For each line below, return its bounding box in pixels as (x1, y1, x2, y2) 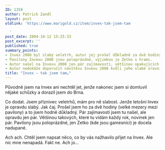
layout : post (5, 16, 32, 21)
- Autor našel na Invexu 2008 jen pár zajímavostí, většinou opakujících (5, 62, 160, 67)
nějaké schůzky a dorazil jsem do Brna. (5, 89, 84, 95)
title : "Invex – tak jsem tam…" (5, 71, 71, 76)
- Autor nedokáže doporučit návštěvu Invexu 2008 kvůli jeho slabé (5, 66, 146, 71)
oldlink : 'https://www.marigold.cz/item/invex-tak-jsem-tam (5, 21, 131, 26)
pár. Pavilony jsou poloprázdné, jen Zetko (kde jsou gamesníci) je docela (5, 120, 152, 125)
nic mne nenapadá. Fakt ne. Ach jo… (5, 140, 79, 145)
